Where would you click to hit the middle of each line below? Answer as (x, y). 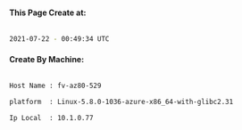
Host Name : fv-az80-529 (55, 86)
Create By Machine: (47, 59)
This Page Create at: (48, 12)
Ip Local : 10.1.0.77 (51, 118)
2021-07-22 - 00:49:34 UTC (59, 39)
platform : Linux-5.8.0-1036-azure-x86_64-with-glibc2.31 (121, 102)
